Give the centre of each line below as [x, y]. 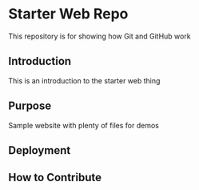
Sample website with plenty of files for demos [84, 125]
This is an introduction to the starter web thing [84, 80]
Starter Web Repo [68, 14]
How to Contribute [55, 178]
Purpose [30, 106]
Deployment [40, 150]
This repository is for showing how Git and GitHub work [99, 36]
